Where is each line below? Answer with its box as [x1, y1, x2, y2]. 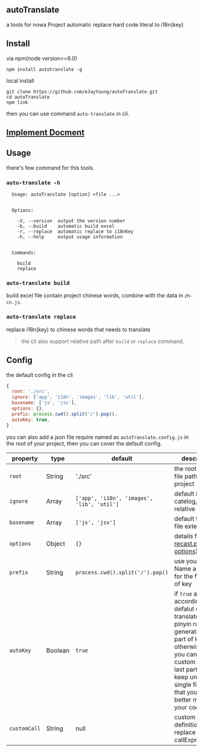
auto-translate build [6, 280, 70, 287]
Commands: [11, 250, 36, 256]
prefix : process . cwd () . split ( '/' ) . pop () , [11, 411, 118, 417]
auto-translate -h [6, 179, 60, 186]
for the [174, 572, 193, 581]
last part [174, 665, 198, 673]
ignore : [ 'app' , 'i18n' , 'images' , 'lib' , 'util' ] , [11, 394, 145, 401]
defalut [174, 604, 195, 613]
